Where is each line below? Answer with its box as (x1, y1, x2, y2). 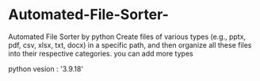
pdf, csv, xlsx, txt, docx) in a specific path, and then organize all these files (8, 40, 252, 49)
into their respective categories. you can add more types (8, 48, 193, 58)
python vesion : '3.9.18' (8, 64, 84, 73)
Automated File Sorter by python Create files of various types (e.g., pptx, (8, 32, 247, 41)
